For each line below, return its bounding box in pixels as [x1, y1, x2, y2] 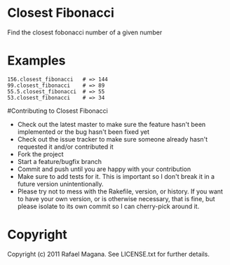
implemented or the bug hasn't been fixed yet [17, 128, 149, 136]
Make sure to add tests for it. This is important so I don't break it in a [17, 172, 215, 180]
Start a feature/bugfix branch [17, 157, 102, 165]
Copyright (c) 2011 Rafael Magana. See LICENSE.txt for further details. [7, 250, 210, 258]
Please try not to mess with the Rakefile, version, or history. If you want [17, 187, 223, 196]
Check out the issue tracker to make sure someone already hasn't [17, 135, 208, 143]
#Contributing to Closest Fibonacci [7, 107, 109, 115]
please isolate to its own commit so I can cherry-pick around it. [17, 202, 200, 210]
